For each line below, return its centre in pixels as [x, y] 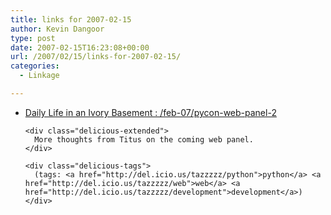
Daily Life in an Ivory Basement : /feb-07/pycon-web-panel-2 [150, 112]
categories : [35, 66]
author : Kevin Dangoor [57, 29]
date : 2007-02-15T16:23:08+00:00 [80, 47]
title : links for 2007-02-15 [71, 19]
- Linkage [39, 76]
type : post [33, 38]
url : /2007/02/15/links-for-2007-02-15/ [96, 57]
